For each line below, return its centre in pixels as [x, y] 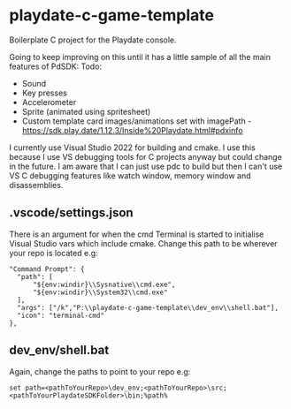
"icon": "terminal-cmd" [61, 315]
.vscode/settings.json [72, 213]
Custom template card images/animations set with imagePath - [137, 121]
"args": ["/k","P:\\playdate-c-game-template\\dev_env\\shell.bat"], [148, 307]
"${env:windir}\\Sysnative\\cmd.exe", [104, 284]
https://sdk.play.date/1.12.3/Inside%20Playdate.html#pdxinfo [132, 130]
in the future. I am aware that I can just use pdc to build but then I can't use [146, 166]
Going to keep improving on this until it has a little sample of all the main [140, 57]
